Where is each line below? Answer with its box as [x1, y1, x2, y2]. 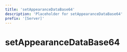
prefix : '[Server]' [5, 16, 45, 21]
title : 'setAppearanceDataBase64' [5, 7, 75, 12]
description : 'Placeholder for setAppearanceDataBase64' [5, 12, 123, 16]
